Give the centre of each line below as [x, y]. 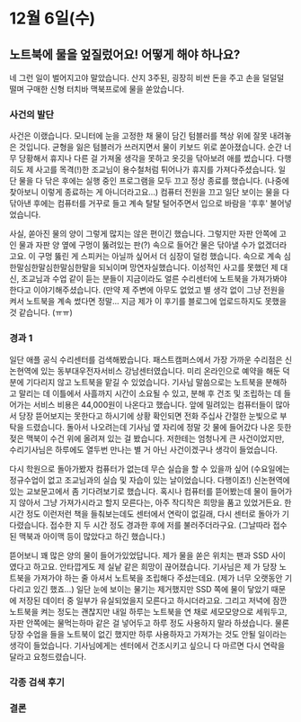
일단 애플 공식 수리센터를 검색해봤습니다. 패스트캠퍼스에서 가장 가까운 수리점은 [146, 359]
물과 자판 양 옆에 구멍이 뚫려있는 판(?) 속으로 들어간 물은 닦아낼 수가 [137, 245]
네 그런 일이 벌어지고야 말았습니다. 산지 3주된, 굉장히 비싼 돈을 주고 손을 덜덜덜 [147, 78]
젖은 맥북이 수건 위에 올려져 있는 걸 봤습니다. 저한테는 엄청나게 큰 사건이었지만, [147, 438]
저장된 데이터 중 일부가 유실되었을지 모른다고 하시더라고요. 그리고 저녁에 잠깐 [153, 600]
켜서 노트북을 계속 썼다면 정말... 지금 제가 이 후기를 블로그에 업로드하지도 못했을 [148, 302]
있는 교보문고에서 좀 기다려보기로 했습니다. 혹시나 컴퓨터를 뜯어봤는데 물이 [139, 491]
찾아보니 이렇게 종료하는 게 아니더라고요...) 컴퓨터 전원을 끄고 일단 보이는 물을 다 [150, 192]
